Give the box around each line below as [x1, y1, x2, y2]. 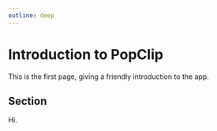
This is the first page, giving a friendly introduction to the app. [8, 72, 209, 81]
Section [8, 94, 47, 107]
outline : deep [8, 11, 55, 20]
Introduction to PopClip [8, 45, 164, 63]
